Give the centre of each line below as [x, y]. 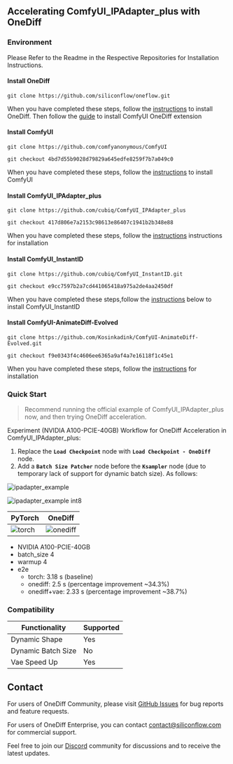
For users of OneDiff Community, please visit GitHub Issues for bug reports [115, 704]
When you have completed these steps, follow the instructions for [102, 368]
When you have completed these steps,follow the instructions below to [110, 299]
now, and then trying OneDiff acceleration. [85, 417]
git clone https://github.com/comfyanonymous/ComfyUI [87, 147]
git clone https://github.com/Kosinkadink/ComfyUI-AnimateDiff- [103, 337]
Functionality [43, 628]
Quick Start [27, 394]
